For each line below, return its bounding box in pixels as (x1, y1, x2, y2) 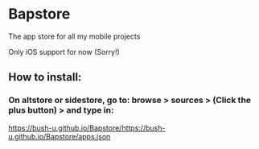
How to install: (8, 70, 82, 85)
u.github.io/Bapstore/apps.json (8, 131, 111, 141)
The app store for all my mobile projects (8, 31, 141, 41)
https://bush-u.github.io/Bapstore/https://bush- (8, 122, 166, 133)
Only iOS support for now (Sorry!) (8, 47, 121, 56)
